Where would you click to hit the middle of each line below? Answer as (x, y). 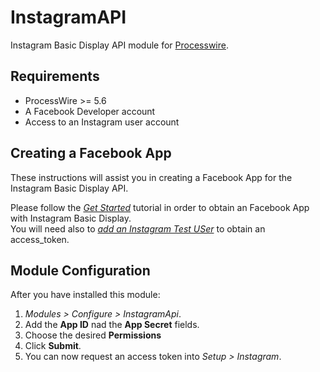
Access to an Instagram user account (102, 122)
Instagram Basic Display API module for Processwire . (119, 45)
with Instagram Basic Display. (71, 218)
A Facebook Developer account (90, 111)
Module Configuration (80, 270)
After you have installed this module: (85, 295)
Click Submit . (53, 346)
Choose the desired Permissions (93, 335)
